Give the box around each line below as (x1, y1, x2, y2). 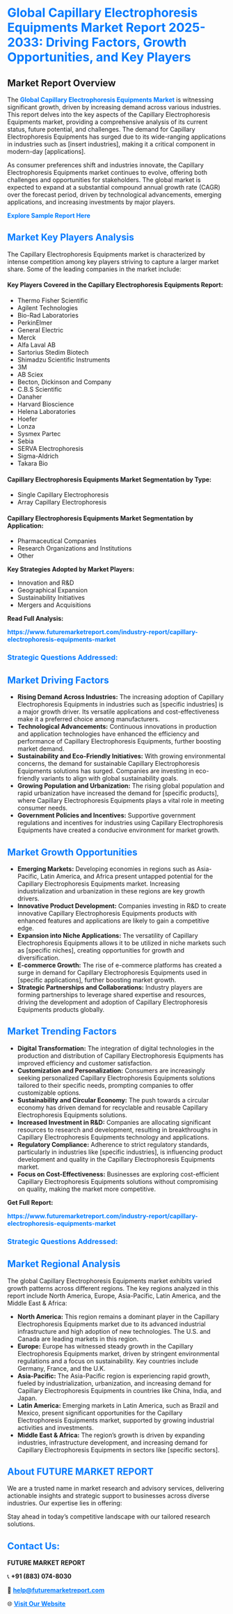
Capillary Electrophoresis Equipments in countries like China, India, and (17, 1386, 222, 1394)
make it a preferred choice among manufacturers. (17, 715, 160, 723)
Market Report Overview (7, 77, 116, 89)
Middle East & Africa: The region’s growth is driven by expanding (17, 1431, 205, 1439)
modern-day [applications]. (7, 148, 86, 155)
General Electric (17, 326, 64, 335)
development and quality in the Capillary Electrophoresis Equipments (17, 1155, 216, 1163)
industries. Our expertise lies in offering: (7, 1499, 122, 1507)
